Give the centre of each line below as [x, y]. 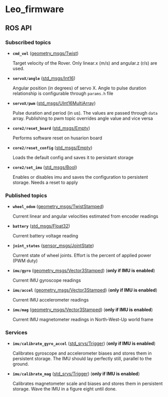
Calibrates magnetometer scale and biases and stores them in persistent [88, 384]
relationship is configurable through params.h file [63, 93]
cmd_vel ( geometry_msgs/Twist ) [46, 53]
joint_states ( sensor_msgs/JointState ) [53, 245]
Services [16, 333]
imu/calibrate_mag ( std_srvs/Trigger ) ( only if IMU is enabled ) [76, 374]
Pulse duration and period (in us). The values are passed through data [85, 113]
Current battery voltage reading [45, 236]
